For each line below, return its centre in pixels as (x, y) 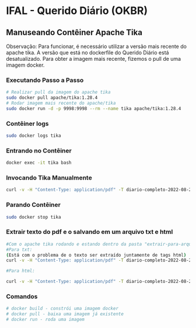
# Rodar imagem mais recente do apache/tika (61, 103)
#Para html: (20, 271)
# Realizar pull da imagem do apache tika (58, 92)
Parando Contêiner (34, 205)
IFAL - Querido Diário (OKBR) (77, 11)
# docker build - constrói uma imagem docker (62, 309)
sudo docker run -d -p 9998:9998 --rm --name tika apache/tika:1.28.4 (94, 108)
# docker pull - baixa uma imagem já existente (65, 314)
